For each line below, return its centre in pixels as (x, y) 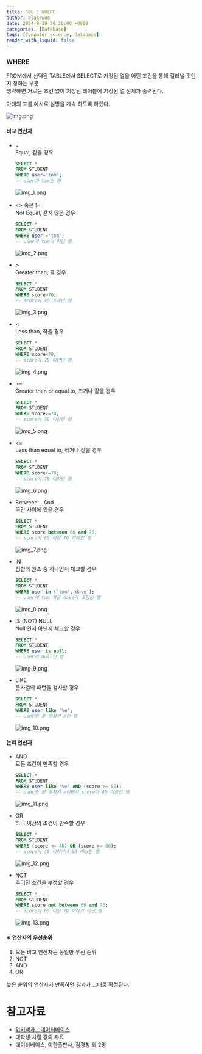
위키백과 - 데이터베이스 (42, 1030)
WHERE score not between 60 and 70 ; (61, 905)
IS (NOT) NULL (34, 621)
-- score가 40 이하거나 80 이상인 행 (57, 852)
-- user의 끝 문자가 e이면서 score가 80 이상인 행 (72, 792)
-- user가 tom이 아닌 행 (43, 241)
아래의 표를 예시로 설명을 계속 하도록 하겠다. (58, 104)
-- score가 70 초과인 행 (43, 301)
